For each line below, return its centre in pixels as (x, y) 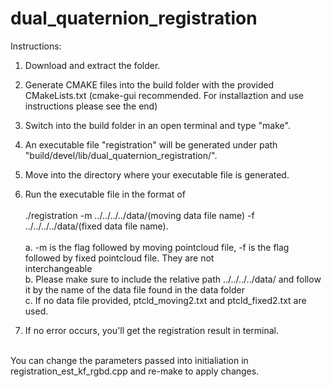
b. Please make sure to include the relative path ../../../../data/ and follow (173, 279)
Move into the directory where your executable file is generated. (157, 174)
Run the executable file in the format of (105, 194)
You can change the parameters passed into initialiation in (129, 360)
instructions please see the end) (91, 106)
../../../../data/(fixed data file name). (96, 226)
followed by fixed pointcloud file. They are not (119, 258)
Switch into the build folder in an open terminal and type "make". (157, 125)
